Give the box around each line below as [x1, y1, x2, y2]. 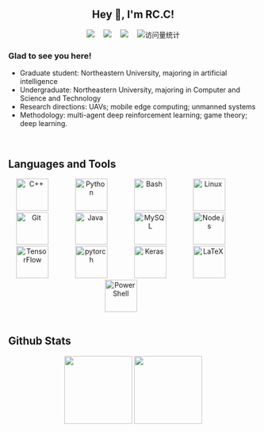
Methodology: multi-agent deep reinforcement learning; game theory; [19, 110, 248, 120]
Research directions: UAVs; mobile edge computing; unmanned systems [19, 102, 256, 112]
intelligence [19, 77, 58, 86]
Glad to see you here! [8, 50, 92, 61]
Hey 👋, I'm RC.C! [92, 8, 174, 21]
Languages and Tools [8, 157, 117, 170]
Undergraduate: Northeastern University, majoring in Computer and [19, 85, 240, 95]
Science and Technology [19, 94, 101, 103]
